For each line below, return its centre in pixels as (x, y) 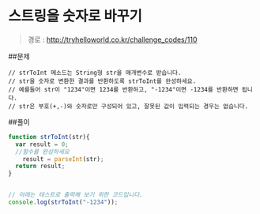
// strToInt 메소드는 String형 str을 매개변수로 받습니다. (95, 73)
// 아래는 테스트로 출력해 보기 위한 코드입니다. (76, 195)
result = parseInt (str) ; (63, 159)
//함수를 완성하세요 (42, 152)
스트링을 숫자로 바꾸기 (75, 16)
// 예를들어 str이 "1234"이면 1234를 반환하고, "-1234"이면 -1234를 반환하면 (123, 89)
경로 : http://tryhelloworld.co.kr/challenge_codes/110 (112, 39)
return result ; (40, 167)
